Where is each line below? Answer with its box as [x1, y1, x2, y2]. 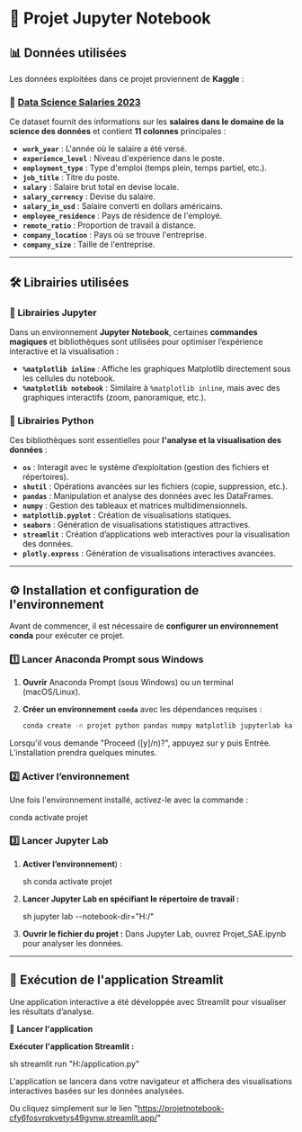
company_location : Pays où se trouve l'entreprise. [22, 230, 207, 240]
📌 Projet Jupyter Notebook [9, 8, 211, 29]
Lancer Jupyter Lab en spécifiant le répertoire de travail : [22, 893, 240, 904]
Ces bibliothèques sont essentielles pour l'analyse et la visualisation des [9, 435, 281, 446]
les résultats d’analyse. [9, 1006, 94, 1017]
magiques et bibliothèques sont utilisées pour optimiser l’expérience [9, 336, 263, 347]
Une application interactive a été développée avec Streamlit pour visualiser [9, 996, 287, 1007]
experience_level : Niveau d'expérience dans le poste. [22, 153, 225, 164]
